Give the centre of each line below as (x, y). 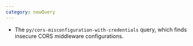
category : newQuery (31, 12)
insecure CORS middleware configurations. (69, 36)
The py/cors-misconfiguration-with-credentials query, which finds (101, 29)
